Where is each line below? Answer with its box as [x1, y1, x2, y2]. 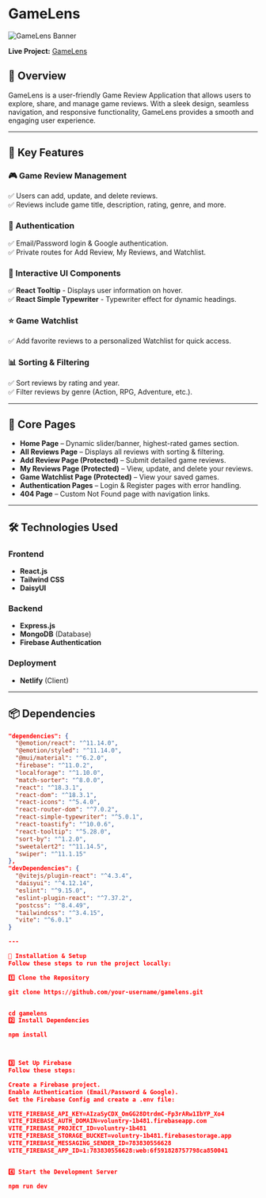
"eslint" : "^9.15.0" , [15, 887, 87, 895]
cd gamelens [8, 1009, 47, 1017]
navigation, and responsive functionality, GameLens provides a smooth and [8, 107, 254, 116]
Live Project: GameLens [8, 46, 88, 55]
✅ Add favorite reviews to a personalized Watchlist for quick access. [8, 336, 232, 345]
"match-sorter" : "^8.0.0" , [15, 776, 104, 784]
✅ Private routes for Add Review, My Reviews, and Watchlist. [8, 247, 207, 257]
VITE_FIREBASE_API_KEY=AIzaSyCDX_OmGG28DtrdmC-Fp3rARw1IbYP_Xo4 [8, 1110, 225, 1118]
